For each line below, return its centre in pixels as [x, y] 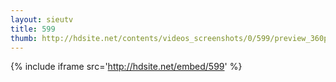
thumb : [24, 38]
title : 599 [33, 29]
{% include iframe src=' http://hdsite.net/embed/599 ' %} [126, 67]
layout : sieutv [42, 19]
